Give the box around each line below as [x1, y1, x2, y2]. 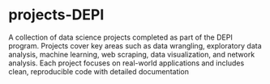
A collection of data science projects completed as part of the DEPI [8, 32, 233, 42]
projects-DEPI [8, 6, 105, 24]
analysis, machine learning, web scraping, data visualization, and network [8, 49, 255, 59]
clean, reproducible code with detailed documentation [8, 66, 189, 76]
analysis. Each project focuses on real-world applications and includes [8, 58, 245, 68]
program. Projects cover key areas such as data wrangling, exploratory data [8, 40, 262, 50]
